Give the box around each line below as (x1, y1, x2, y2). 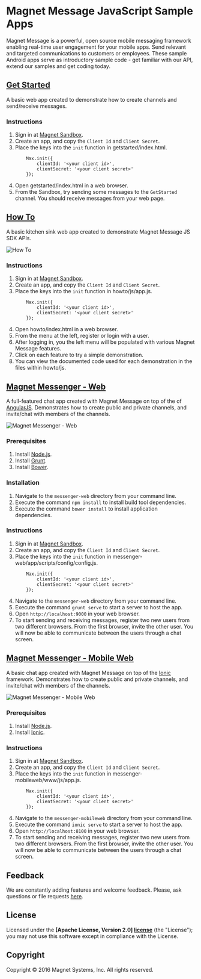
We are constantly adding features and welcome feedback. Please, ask (6, 886, 182, 894)
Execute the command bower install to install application (14, 505, 158, 512)
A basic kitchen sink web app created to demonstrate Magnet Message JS (6, 228, 191, 235)
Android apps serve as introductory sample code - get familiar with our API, (6, 56, 193, 63)
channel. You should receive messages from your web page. (14, 194, 165, 202)
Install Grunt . (14, 457, 47, 464)
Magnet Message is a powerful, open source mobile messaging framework (6, 37, 191, 44)
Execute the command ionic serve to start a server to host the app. (14, 821, 183, 828)
